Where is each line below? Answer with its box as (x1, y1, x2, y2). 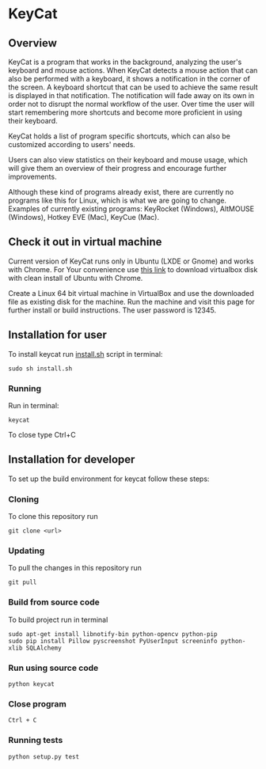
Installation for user (8, 328, 107, 342)
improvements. (8, 172, 57, 181)
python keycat (8, 680, 55, 688)
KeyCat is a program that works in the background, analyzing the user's (8, 57, 242, 66)
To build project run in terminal (8, 615, 108, 624)
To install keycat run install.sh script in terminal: (8, 349, 163, 358)
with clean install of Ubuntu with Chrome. (8, 273, 143, 282)
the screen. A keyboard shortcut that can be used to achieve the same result (8, 82, 258, 92)
